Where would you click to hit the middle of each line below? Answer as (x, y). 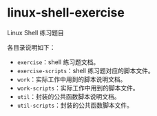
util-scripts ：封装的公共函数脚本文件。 (75, 105)
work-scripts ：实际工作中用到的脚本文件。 (78, 88)
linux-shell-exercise (66, 13)
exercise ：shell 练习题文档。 (58, 62)
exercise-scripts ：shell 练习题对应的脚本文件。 (85, 70)
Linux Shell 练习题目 (35, 32)
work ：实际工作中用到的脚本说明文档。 (72, 79)
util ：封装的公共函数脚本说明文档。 (69, 96)
